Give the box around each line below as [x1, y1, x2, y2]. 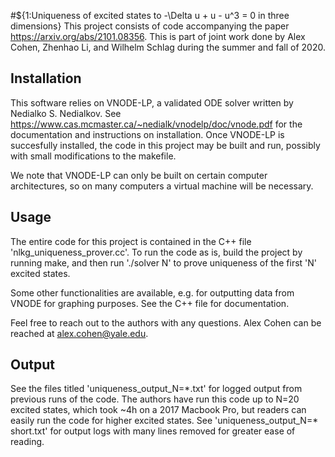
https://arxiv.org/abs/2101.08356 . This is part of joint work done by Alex [10, 31, 306, 42]
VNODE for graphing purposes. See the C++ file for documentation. [10, 297, 290, 309]
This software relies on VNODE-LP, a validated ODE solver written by [10, 96, 294, 109]
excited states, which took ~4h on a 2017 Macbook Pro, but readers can [10, 404, 307, 416]
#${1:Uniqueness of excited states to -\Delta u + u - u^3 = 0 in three [10, 10, 290, 21]
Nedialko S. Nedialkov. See [10, 107, 122, 119]
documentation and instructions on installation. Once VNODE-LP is [10, 128, 285, 140]
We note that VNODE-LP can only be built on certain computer [10, 169, 268, 181]
